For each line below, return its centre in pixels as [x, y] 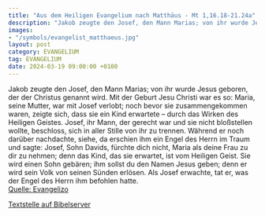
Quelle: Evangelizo [38, 189]
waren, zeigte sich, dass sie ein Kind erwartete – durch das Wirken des [123, 114]
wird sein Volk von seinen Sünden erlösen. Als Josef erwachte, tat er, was [128, 172]
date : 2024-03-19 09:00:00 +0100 [63, 67]
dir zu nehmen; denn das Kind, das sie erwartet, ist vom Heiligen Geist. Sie [129, 156]
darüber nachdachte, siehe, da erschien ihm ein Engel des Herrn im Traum [129, 139]
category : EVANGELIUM [44, 52]
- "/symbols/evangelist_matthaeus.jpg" [74, 37]
